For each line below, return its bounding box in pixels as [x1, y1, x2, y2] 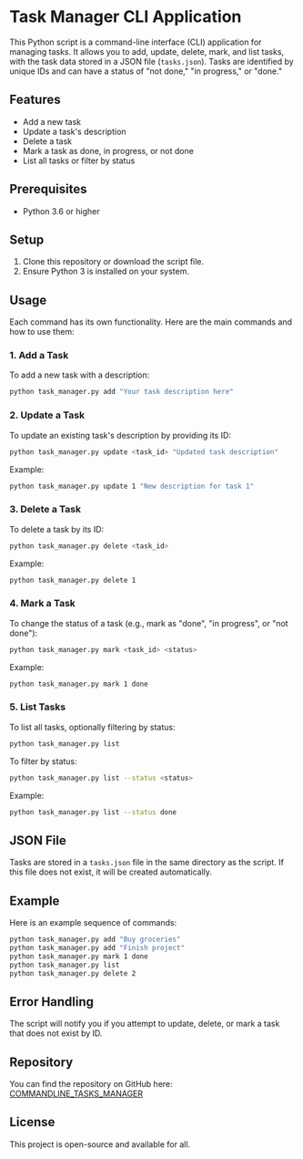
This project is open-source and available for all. [9, 1138, 191, 1150]
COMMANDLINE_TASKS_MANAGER [9, 1088, 144, 1100]
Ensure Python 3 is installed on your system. [22, 266, 189, 277]
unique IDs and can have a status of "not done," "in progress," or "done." [9, 66, 283, 77]
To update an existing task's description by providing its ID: [9, 429, 232, 440]
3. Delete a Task [9, 503, 82, 516]
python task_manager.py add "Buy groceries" [9, 935, 181, 945]
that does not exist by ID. [9, 1028, 103, 1039]
